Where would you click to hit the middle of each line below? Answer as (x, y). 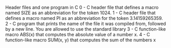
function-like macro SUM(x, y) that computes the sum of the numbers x (81, 40)
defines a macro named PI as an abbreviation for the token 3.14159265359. (84, 18)
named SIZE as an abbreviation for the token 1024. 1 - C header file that (81, 13)
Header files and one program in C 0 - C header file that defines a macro (82, 7)
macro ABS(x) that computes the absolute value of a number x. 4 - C (78, 34)
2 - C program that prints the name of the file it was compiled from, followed (86, 23)
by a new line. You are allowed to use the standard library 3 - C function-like (86, 29)
